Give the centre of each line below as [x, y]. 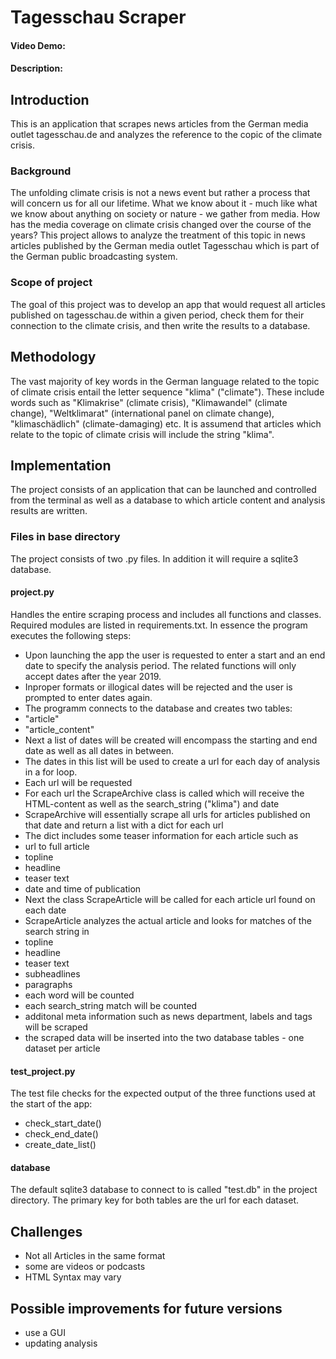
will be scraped [56, 1027]
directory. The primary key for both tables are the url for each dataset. [154, 1200]
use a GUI [45, 1332]
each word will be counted [79, 995]
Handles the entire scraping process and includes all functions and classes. [166, 614]
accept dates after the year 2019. [93, 676]
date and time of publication [83, 888]
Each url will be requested [78, 782]
